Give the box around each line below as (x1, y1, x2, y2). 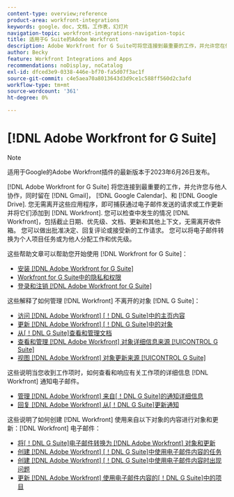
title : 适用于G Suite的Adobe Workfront (7, 36, 119, 43)
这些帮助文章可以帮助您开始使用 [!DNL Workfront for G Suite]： (7, 249, 188, 258)
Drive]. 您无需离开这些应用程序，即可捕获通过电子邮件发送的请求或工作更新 (7, 200, 224, 208)
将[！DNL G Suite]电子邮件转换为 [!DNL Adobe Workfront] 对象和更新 (17, 439, 216, 447)
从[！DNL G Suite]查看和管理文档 (17, 329, 113, 337)
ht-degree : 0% (7, 95, 49, 102)
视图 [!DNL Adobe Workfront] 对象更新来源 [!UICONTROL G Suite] (17, 353, 206, 362)
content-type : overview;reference (7, 10, 108, 17)
